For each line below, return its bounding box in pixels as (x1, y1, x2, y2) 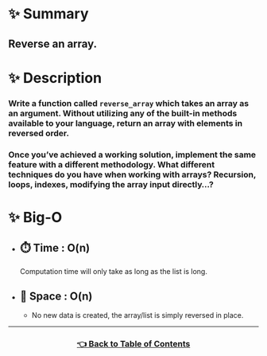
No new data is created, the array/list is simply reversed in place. (31, 311, 244, 320)
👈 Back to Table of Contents (76, 338, 191, 350)
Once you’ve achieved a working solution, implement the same (8, 149, 257, 160)
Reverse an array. (8, 37, 98, 50)
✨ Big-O (8, 208, 63, 226)
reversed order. (8, 127, 70, 139)
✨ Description (8, 68, 102, 87)
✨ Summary (8, 5, 89, 23)
